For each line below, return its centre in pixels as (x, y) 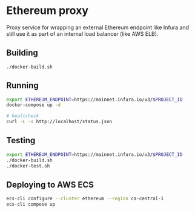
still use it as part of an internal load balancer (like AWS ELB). (82, 33)
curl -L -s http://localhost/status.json (59, 122)
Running (23, 86)
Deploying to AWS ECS (50, 185)
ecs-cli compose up (31, 205)
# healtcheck (23, 116)
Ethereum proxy (48, 11)
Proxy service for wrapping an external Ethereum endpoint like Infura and (98, 27)
